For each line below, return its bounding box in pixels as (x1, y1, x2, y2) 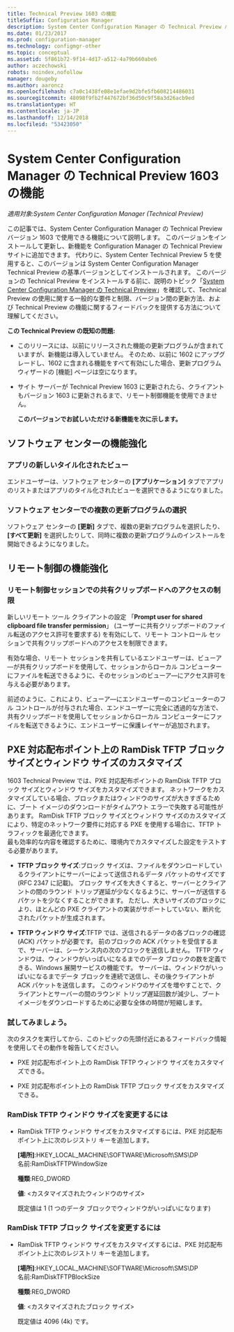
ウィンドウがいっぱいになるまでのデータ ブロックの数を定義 (47, 955, 221, 963)
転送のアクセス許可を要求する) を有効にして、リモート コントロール (13, 630, 208, 639)
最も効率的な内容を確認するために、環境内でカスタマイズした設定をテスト (7, 837, 221, 846)
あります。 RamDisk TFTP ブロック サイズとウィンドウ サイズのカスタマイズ (7, 811, 226, 820)
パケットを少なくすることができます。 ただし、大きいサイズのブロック (17, 896, 220, 904)
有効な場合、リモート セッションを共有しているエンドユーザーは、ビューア (7, 654, 222, 663)
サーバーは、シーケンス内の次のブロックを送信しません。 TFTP (29, 946, 211, 954)
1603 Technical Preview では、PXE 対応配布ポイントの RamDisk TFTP (7, 776, 208, 785)
